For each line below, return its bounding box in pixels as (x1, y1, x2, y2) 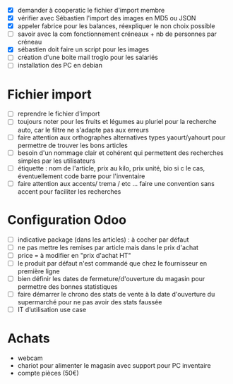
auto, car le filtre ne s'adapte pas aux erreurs (17, 125, 150, 134)
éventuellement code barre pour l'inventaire (17, 172, 145, 180)
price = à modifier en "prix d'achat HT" (17, 251, 131, 259)
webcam (17, 354, 43, 362)
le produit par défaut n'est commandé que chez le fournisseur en (17, 259, 208, 267)
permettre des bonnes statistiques (17, 283, 118, 291)
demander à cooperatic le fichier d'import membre (17, 6, 165, 14)
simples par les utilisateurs (17, 156, 95, 165)
